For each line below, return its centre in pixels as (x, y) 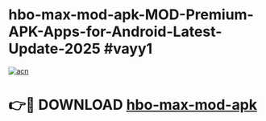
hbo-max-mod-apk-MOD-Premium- (131, 15)
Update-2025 (54, 49)
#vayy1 (128, 49)
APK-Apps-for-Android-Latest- (115, 32)
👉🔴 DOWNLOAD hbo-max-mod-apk (133, 105)
